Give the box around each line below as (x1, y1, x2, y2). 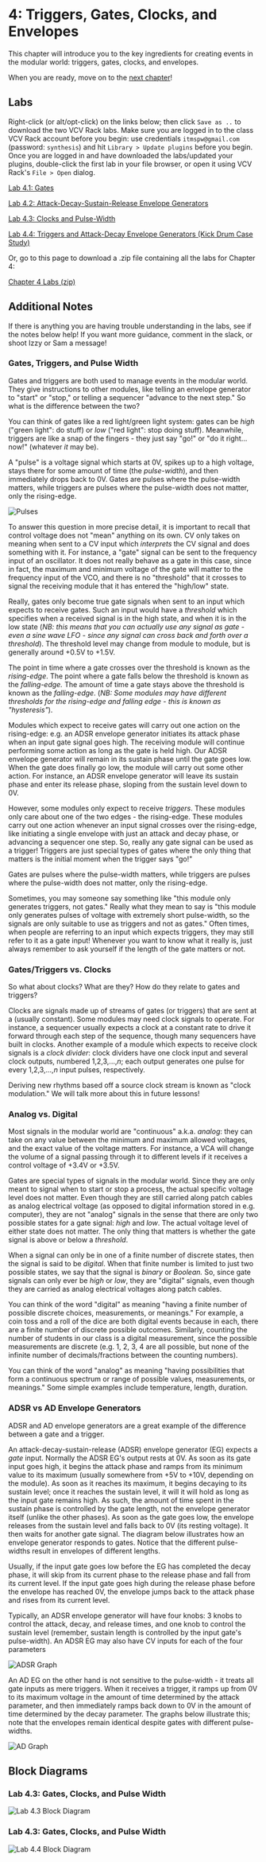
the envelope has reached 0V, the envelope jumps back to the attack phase (8, 1587, 255, 1596)
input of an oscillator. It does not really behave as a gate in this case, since (8, 555, 252, 566)
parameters (8, 1644, 46, 1654)
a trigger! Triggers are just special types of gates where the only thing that (8, 845, 252, 855)
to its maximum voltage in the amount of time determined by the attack (8, 1692, 240, 1701)
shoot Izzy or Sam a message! (8, 338, 107, 348)
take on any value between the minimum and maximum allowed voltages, (8, 1135, 248, 1145)
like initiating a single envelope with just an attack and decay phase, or (8, 829, 240, 838)
